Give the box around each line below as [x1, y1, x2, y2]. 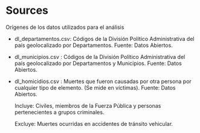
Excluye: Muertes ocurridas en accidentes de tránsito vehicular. [14, 120, 173, 127]
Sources [5, 4, 49, 17]
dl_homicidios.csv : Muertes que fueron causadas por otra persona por [14, 78, 192, 85]
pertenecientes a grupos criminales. [14, 108, 105, 116]
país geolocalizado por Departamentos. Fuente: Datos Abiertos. [14, 42, 173, 49]
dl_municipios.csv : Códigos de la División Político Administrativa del [14, 53, 185, 60]
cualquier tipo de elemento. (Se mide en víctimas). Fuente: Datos [14, 84, 176, 91]
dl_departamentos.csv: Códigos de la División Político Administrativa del [14, 35, 195, 42]
